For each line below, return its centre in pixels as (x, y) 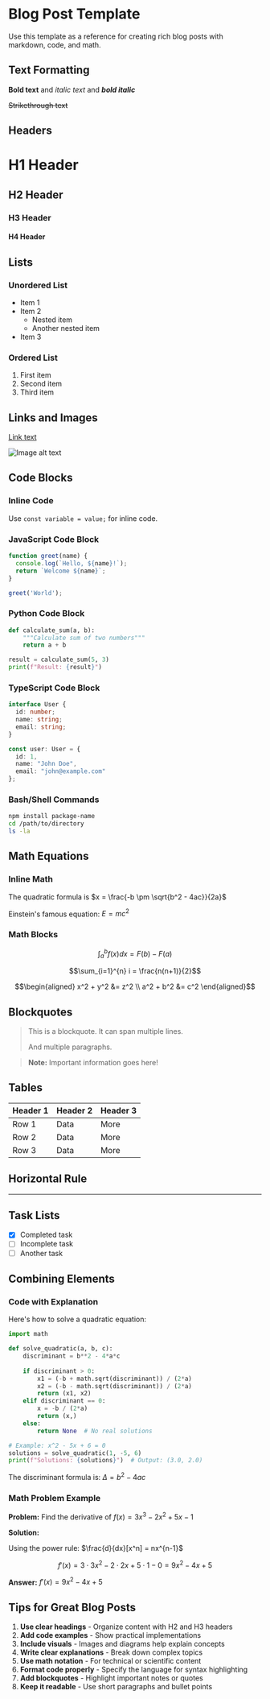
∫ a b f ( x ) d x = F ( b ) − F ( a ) (135, 954)
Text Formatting (49, 70)
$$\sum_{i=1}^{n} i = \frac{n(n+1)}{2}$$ (135, 971)
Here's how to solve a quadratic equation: (78, 1319)
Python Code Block (47, 614)
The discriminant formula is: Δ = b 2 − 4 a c (77, 1476)
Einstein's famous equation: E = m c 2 (69, 913)
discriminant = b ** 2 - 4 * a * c (72, 1356)
